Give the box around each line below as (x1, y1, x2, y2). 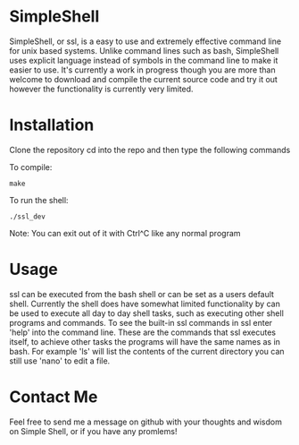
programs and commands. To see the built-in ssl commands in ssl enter (9, 317, 273, 328)
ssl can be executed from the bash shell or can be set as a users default (9, 288, 275, 299)
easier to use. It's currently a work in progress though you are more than (9, 64, 276, 75)
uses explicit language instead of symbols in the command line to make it (9, 55, 278, 65)
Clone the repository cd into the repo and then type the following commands (9, 144, 291, 155)
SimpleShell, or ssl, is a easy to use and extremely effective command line (9, 36, 282, 47)
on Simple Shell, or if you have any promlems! (9, 425, 178, 436)
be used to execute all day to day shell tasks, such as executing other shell (9, 307, 284, 319)
